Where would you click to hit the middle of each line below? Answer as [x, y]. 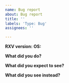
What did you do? [23, 56]
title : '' [15, 19]
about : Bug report [24, 14]
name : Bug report [23, 10]
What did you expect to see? [35, 66]
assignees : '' [20, 28]
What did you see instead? [33, 75]
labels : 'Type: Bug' [26, 23]
